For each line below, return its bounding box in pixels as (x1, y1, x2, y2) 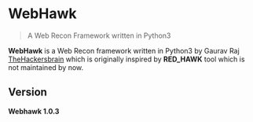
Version (8, 86, 47, 99)
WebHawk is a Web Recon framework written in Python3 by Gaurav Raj (8, 46, 240, 55)
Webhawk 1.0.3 (8, 106, 60, 116)
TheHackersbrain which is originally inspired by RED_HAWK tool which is (8, 54, 245, 64)
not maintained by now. (8, 62, 84, 72)
